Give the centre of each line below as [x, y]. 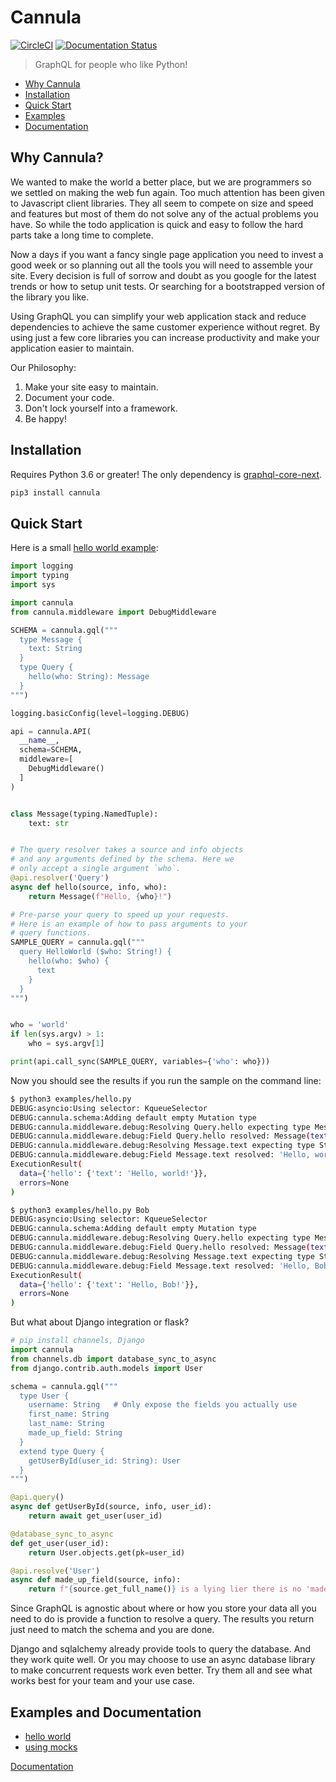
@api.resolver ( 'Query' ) [60, 878]
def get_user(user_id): [60, 1543]
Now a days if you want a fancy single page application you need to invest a [167, 254]
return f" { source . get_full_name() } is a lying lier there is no [165, 1589]
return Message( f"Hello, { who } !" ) [100, 896]
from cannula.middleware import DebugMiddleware [113, 612]
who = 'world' [40, 1025]
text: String [55, 649]
